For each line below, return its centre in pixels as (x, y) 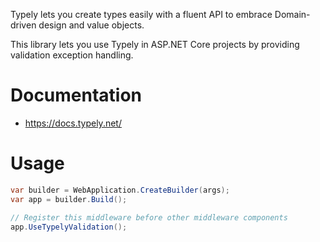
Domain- (292, 14)
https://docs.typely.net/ (73, 123)
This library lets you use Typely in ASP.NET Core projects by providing (155, 44)
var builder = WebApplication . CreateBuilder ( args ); (120, 190)
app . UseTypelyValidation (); (69, 227)
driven (23, 25)
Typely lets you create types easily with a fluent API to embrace (141, 14)
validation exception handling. (72, 55)
